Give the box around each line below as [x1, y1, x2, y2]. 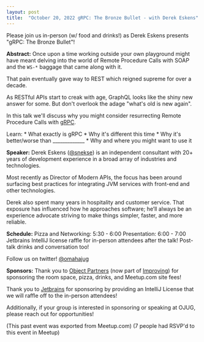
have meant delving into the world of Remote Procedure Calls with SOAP [6, 56, 190, 64]
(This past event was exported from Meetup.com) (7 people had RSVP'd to [6, 322, 195, 329]
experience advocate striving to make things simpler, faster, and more [6, 211, 183, 219]
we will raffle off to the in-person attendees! [6, 292, 118, 299]
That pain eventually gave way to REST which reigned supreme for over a [6, 75, 192, 82]
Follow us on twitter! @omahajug [6, 255, 89, 262]
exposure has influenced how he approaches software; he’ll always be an [6, 205, 192, 212]
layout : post [6, 9, 40, 15]
